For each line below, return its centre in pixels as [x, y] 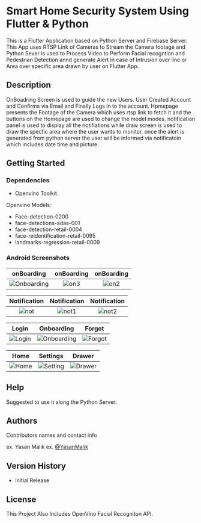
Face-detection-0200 [42, 217]
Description [28, 85]
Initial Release [32, 480]
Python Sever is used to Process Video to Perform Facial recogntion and [95, 53]
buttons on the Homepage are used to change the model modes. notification [101, 119]
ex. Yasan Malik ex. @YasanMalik [47, 447]
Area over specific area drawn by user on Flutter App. [73, 66]
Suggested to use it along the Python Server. [61, 402]
